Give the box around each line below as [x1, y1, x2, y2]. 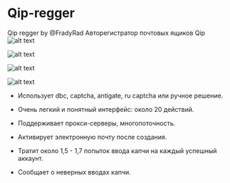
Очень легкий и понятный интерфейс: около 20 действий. [17, 105, 194, 113]
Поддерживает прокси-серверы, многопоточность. [17, 119, 176, 127]
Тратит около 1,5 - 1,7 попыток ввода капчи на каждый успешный [17, 146, 217, 155]
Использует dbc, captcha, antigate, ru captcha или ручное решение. [17, 91, 224, 100]
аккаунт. [17, 154, 44, 162]
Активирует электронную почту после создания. [17, 132, 167, 141]
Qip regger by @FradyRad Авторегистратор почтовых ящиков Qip [7, 28, 205, 37]
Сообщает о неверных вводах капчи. [17, 167, 132, 176]
